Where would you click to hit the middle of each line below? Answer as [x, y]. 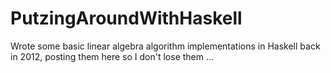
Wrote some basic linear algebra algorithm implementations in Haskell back [165, 46]
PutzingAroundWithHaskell [126, 18]
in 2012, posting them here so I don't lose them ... [112, 56]
